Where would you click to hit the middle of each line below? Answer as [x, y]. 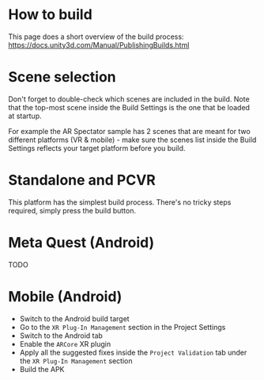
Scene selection [62, 77]
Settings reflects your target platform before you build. [97, 148]
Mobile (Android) [65, 296]
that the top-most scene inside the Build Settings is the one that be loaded [129, 107]
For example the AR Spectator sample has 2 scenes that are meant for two [129, 131]
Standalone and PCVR [82, 180]
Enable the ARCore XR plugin [65, 344]
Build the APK [42, 369]
